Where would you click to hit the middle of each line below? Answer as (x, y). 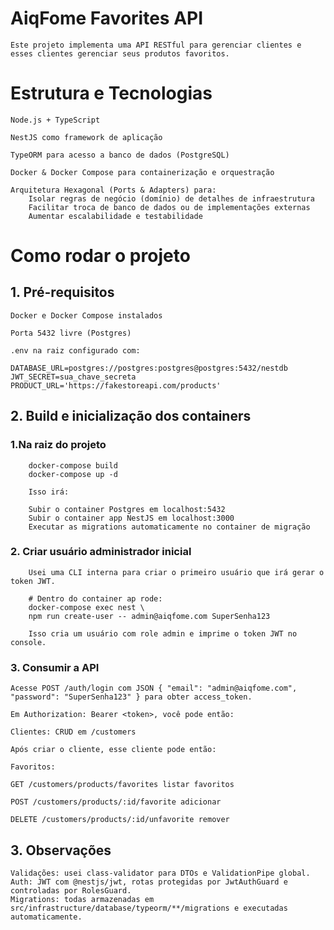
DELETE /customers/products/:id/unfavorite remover (120, 820)
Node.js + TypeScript (55, 120)
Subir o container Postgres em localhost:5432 (127, 509)
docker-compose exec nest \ (86, 607)
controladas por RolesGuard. (71, 890)
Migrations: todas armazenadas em (82, 899)
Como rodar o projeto (100, 256)
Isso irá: (49, 492)
